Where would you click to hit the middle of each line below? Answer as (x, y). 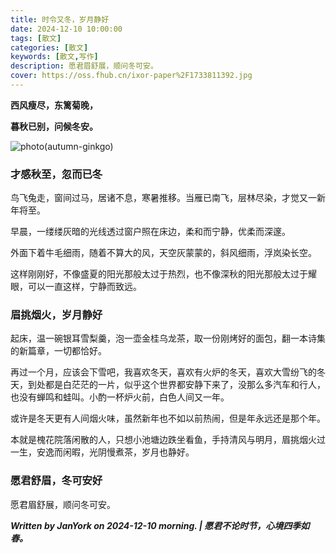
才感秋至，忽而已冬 (56, 174)
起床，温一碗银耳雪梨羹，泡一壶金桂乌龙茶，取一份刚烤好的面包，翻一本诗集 (168, 338)
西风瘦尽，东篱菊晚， (54, 105)
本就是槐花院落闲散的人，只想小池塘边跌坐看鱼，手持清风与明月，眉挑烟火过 (168, 440)
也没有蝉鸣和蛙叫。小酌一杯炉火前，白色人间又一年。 (120, 397)
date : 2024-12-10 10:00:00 (66, 29)
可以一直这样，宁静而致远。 (84, 287)
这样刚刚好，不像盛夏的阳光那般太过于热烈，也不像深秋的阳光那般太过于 (159, 274)
